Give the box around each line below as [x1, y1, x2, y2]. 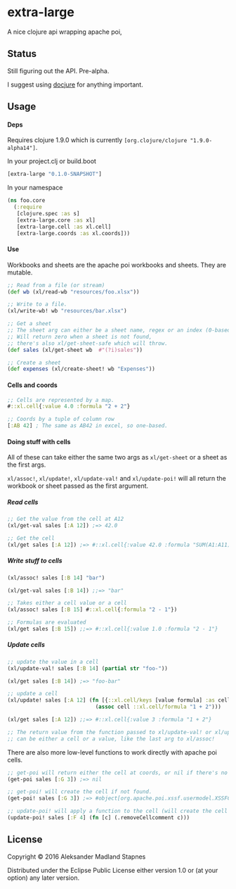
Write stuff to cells [7, 557, 63, 565]
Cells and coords [7, 381, 58, 389]
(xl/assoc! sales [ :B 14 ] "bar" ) [7, 574, 105, 581]
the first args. [7, 460, 46, 469]
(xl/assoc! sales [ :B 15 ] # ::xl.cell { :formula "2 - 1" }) [7, 606, 178, 613]
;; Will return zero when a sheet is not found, [7, 333, 152, 340]
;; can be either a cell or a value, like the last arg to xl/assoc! [7, 735, 216, 743]
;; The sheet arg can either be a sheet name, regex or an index [7, 327, 202, 334]
